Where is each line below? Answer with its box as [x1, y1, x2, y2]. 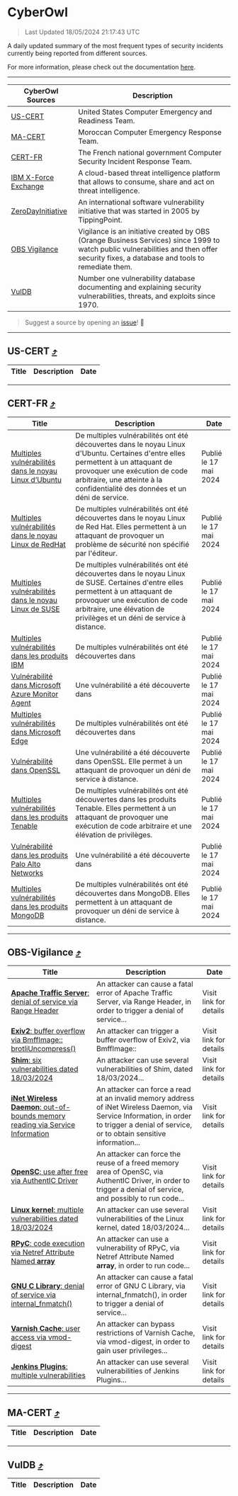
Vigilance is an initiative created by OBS [77, 226, 210, 236]
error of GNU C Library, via [96, 1281, 186, 1291]
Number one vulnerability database [77, 273, 195, 283]
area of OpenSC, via [96, 1167, 164, 1177]
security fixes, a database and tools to [77, 253, 205, 263]
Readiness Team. [77, 115, 135, 125]
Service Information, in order [96, 1111, 192, 1121]
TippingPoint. [77, 215, 123, 225]
